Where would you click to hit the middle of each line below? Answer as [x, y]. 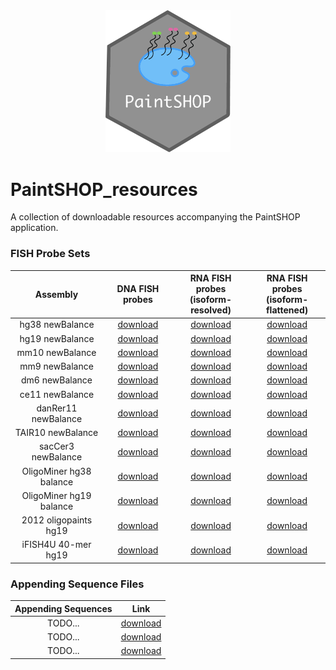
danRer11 [57, 408]
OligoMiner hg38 [56, 471]
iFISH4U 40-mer [56, 545]
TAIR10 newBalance [56, 433]
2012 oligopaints [57, 520]
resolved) [211, 310]
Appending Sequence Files [77, 584]
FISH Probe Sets [50, 254]
